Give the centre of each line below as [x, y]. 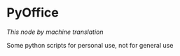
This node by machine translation [55, 32]
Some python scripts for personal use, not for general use [90, 45]
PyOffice [33, 13]
